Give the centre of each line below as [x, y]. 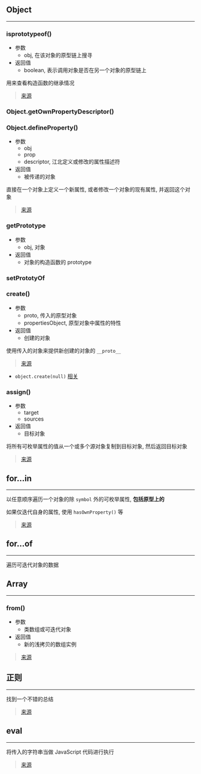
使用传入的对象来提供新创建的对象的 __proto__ [64, 350]
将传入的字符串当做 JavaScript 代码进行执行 [60, 752]
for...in [19, 478]
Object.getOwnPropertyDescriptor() [60, 112]
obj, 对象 [34, 247]
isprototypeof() [29, 34]
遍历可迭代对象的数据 [32, 565]
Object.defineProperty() [42, 127]
